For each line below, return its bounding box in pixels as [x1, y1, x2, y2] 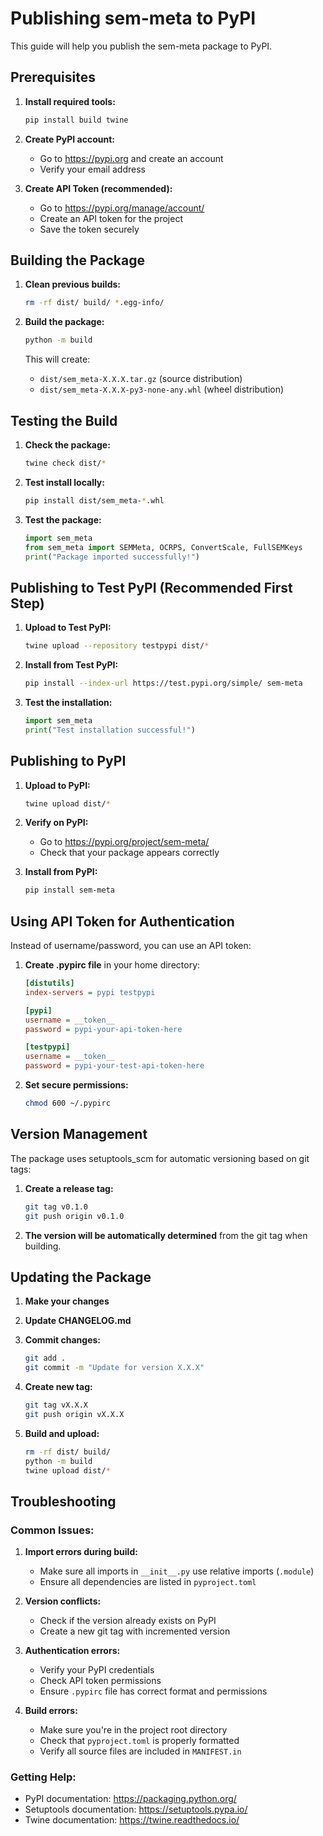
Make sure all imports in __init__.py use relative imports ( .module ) [39, 1565, 315, 1577]
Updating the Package [10, 1268, 152, 1286]
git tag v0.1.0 [24, 1202, 89, 1212]
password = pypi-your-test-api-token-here [24, 1061, 205, 1071]
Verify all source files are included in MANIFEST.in [39, 1745, 242, 1757]
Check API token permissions [39, 1675, 162, 1687]
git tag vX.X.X [24, 1400, 89, 1411]
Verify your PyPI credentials [39, 1664, 155, 1676]
